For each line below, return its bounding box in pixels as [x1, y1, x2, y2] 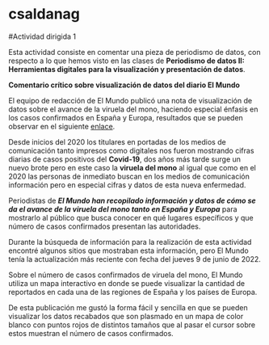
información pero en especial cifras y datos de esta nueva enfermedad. [8, 179, 246, 190]
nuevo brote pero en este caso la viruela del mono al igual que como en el [8, 162, 256, 172]
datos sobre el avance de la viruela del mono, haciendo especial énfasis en [8, 104, 258, 114]
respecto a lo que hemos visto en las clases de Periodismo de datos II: [8, 56, 245, 65]
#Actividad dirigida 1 [8, 32, 77, 41]
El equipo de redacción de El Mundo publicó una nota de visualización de [8, 95, 253, 105]
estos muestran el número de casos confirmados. [8, 328, 174, 338]
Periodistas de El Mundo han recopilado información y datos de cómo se [8, 196, 256, 205]
